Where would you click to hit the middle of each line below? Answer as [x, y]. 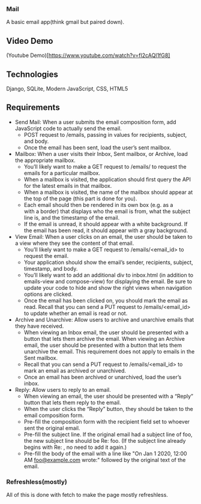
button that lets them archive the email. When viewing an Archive [104, 338]
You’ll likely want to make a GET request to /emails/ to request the [105, 166]
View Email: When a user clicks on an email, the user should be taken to [104, 236]
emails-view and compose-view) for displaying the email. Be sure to [108, 281]
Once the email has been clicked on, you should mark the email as [106, 300]
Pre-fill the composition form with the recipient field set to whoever [107, 421]
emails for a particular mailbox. [62, 173]
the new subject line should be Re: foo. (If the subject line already [105, 440]
